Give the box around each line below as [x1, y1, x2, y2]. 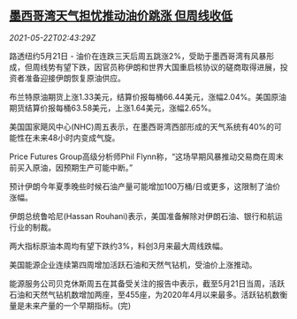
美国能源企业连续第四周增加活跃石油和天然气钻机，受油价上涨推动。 [9, 259, 257, 270]
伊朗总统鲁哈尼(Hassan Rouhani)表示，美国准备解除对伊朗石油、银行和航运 [9, 210, 283, 221]
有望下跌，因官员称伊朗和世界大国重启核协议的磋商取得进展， [55, 61, 280, 72]
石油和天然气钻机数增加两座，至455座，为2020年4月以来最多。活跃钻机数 [9, 289, 280, 300]
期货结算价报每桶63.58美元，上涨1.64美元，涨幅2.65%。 [9, 103, 217, 113]
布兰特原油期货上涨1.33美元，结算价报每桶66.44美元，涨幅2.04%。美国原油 [9, 91, 287, 102]
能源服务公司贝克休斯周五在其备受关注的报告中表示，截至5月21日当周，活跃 [9, 277, 286, 289]
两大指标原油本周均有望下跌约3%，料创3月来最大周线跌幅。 [9, 240, 228, 251]
